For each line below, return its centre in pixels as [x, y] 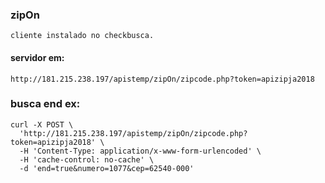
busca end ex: [45, 104]
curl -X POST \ [42, 124]
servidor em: [37, 57]
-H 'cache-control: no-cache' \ [87, 159]
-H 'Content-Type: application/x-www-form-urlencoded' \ [140, 151]
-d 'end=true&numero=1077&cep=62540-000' [107, 168]
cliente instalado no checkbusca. [82, 36]
